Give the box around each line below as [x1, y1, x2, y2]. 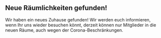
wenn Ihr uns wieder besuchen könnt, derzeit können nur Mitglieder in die [5, 22, 157, 28]
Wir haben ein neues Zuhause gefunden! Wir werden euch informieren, [5, 17, 151, 22]
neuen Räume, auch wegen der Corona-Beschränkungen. [5, 27, 123, 33]
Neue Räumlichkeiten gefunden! [5, 4, 108, 12]
